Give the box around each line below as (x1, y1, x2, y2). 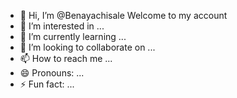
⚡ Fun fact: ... (19, 78, 75, 90)
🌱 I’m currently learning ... (19, 31, 127, 42)
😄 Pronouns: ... (19, 67, 85, 79)
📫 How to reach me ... (19, 53, 113, 64)
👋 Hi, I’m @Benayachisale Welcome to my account (19, 10, 228, 21)
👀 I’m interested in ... (19, 20, 105, 32)
